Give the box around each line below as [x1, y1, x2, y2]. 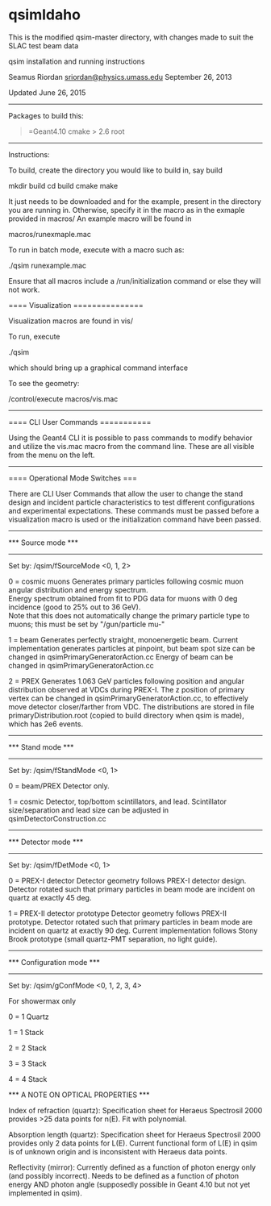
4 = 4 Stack [8, 1074, 48, 1083]
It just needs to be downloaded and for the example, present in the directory [8, 196, 262, 206]
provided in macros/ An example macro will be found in [8, 214, 192, 223]
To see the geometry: [8, 378, 80, 388]
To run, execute [8, 331, 60, 341]
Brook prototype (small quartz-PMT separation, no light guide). [8, 934, 218, 944]
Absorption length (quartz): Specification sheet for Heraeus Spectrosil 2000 [8, 1129, 261, 1139]
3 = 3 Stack [8, 1058, 47, 1068]
